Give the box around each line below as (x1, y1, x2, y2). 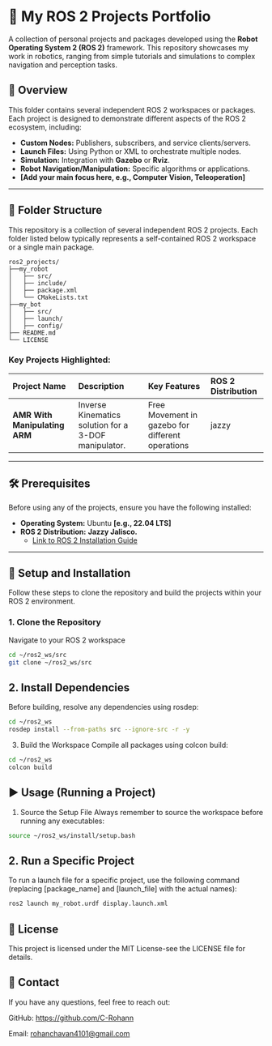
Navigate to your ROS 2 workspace (8, 635, 125, 645)
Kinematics (78, 409, 121, 421)
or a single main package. (8, 242, 95, 252)
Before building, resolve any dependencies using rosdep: (8, 702, 199, 712)
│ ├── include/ (8, 279, 67, 287)
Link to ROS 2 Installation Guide (32, 535, 138, 545)
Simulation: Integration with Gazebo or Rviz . (19, 155, 170, 164)
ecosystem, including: (8, 122, 83, 132)
